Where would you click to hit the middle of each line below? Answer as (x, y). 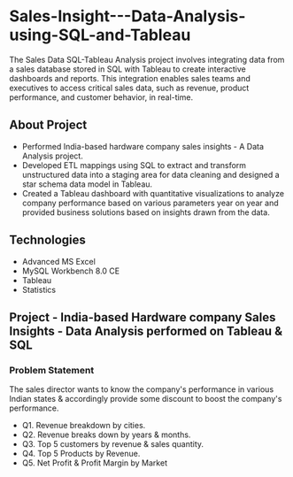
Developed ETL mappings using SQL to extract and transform (134, 165)
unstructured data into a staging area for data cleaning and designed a (151, 174)
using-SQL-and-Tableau (100, 35)
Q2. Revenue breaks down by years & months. (106, 435)
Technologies (48, 240)
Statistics (39, 289)
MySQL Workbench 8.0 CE (71, 271)
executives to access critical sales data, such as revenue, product (129, 88)
